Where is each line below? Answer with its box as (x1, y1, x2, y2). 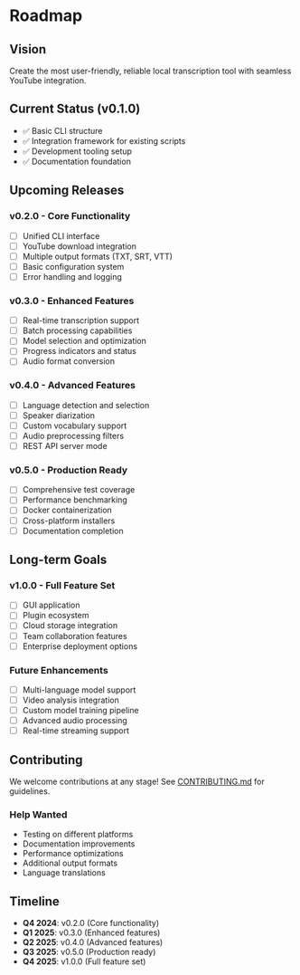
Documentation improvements (22, 838, 136, 849)
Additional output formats (22, 857, 118, 869)
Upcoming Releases (9, 183, 125, 198)
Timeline (9, 894, 61, 909)
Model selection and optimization (22, 336, 147, 347)
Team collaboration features (22, 630, 128, 641)
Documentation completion (22, 525, 124, 536)
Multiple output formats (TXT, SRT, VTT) (22, 251, 173, 262)
